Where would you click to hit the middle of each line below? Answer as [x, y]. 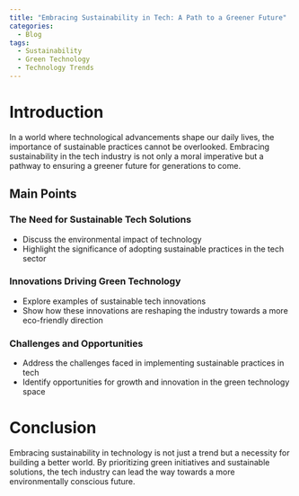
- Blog [30, 34]
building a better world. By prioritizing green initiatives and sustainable [140, 463]
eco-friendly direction [62, 320]
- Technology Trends [56, 68]
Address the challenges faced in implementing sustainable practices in [153, 363]
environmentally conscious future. [73, 482]
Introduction [57, 112]
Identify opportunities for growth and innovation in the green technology [156, 382]
